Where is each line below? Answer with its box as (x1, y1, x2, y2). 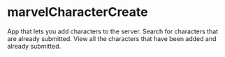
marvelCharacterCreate (7, 4, 148, 20)
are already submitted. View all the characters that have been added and (7, 34, 217, 42)
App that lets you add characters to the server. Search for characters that (7, 27, 219, 35)
